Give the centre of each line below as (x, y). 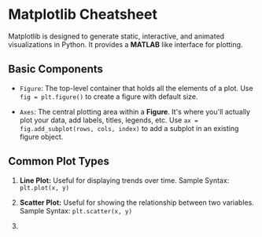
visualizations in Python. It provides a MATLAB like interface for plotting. (125, 44)
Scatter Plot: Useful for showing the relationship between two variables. (137, 202)
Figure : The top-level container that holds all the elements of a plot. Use (136, 88)
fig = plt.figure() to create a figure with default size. (109, 97)
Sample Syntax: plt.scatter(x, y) (76, 210)
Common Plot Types (59, 161)
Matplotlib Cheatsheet (83, 15)
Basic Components (56, 69)
